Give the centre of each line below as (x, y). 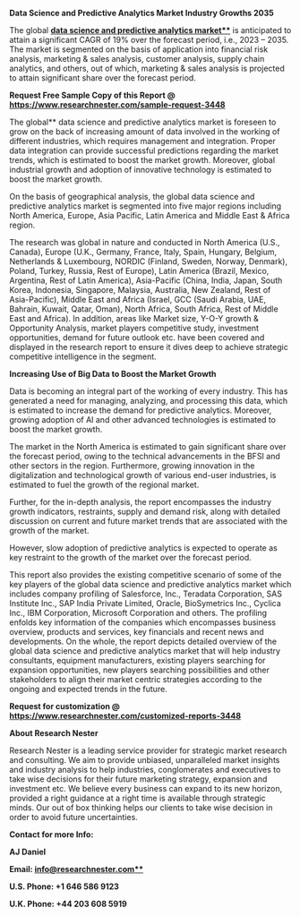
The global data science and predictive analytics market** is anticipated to (150, 30)
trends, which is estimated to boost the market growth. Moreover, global (142, 160)
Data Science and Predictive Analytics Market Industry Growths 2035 (142, 13)
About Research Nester (54, 733)
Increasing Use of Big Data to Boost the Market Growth (113, 374)
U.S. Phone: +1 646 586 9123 (64, 886)
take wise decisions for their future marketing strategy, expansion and (138, 779)
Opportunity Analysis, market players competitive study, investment (134, 328)
